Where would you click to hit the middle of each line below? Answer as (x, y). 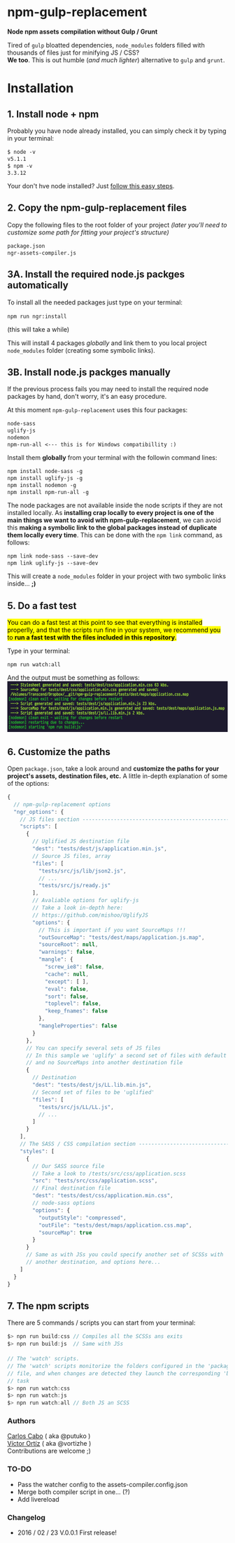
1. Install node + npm (53, 114)
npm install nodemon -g (42, 486)
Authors (22, 1421)
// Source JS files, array (72, 856)
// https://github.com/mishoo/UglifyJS (91, 915)
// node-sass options (64, 1203)
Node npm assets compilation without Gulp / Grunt (83, 31)
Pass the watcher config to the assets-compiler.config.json (102, 1484)
